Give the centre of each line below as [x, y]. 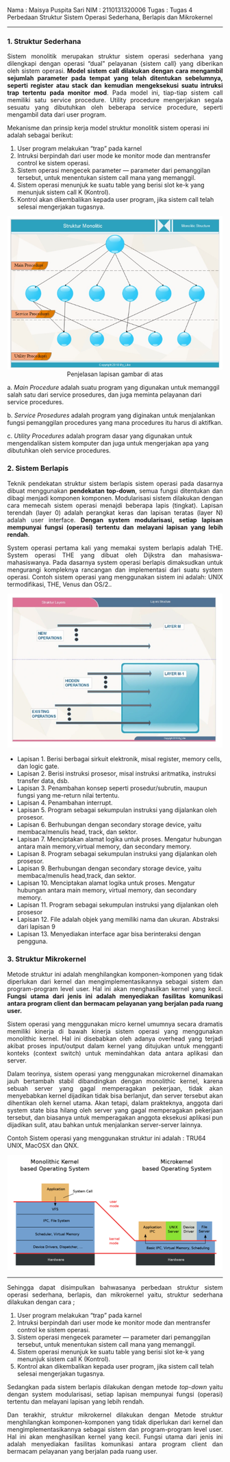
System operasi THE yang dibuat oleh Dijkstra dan [95, 555]
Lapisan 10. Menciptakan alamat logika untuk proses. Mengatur [106, 883]
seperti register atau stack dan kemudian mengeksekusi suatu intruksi [115, 86]
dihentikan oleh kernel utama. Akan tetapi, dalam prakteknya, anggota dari [115, 1103]
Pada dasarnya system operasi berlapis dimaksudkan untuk [138, 562]
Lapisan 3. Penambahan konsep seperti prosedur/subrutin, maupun [112, 788]
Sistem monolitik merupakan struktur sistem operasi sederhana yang [115, 56]
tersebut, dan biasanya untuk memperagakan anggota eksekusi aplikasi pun [115, 1117]
